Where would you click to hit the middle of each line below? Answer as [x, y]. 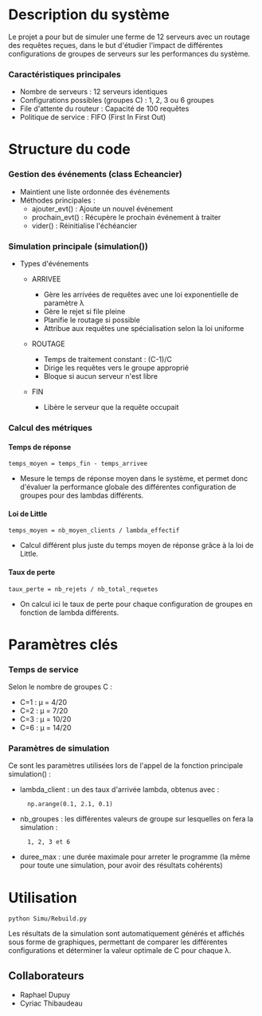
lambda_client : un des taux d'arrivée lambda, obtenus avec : [119, 790]
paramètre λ [64, 303]
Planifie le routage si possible [92, 320]
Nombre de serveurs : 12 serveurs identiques [94, 92]
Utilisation [43, 898]
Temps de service [44, 669]
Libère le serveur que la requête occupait [111, 408]
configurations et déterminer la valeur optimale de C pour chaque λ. [120, 951]
